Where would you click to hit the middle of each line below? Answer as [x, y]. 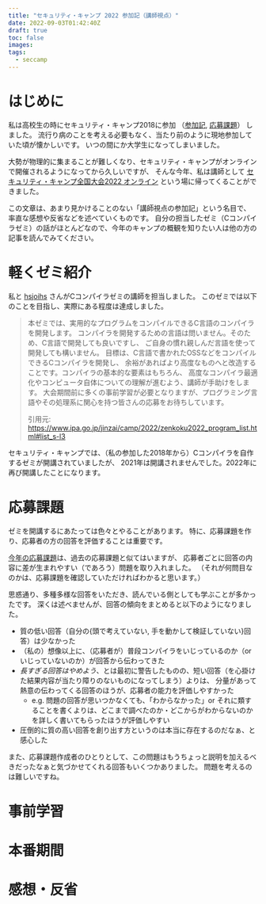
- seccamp [31, 60]
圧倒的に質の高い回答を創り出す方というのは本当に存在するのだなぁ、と [137, 730]
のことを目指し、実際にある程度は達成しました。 [88, 306]
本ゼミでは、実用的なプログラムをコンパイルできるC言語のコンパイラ [141, 322]
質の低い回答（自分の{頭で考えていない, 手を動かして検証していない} [132, 631]
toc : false [26, 38]
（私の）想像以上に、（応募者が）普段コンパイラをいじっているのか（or [135, 650]
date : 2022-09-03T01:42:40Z [55, 23]
